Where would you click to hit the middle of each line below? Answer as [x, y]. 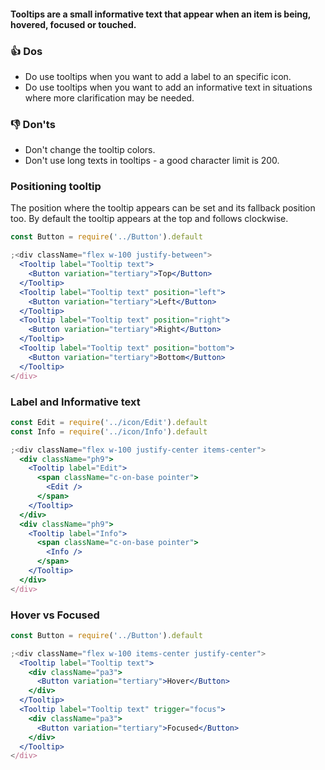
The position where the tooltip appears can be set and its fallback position [163, 208]
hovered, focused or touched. [73, 24]
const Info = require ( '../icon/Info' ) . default [109, 431]
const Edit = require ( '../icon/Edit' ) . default [109, 422]
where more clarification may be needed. [109, 97]
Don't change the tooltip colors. [90, 150]
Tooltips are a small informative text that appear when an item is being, [161, 14]
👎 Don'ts [33, 124]
